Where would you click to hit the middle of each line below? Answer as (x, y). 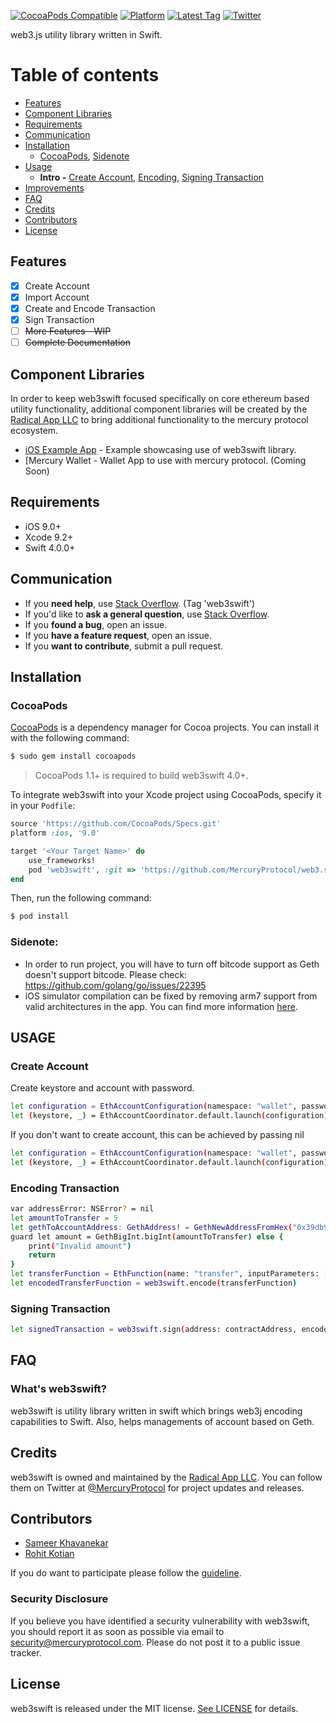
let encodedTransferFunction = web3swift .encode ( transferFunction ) (154, 1283)
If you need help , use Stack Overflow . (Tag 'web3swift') (140, 603)
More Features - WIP (68, 331)
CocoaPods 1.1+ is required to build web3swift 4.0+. (141, 776)
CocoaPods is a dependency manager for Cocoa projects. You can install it (165, 727)
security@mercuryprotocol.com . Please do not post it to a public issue (155, 1642)
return (42, 1255)
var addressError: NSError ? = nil (82, 1209)
